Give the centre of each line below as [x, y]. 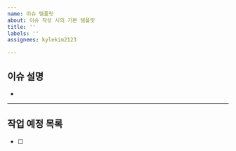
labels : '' [23, 33]
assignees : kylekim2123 [42, 40]
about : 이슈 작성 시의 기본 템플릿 [51, 20]
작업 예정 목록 [35, 124]
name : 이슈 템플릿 [31, 14]
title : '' [22, 27]
